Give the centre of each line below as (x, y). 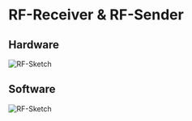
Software (32, 89)
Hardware (34, 45)
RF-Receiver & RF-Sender (96, 15)
